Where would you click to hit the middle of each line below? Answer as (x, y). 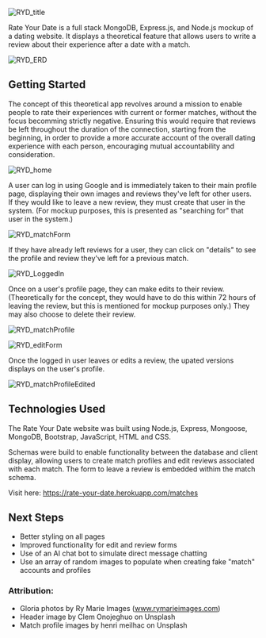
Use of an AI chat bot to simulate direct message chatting (113, 553)
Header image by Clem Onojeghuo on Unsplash (97, 617)
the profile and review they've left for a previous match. (99, 258)
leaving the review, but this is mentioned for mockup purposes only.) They (129, 306)
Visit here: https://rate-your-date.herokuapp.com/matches (103, 493)
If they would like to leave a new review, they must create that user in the (127, 202)
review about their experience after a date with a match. (99, 44)
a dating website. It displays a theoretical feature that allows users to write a (132, 36)
